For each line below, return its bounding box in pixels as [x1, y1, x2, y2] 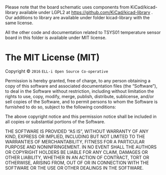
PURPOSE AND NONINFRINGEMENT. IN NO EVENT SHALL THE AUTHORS [5, 144, 157, 150]
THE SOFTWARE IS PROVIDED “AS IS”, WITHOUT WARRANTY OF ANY [5, 128, 149, 134]
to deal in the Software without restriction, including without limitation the [5, 88, 154, 94]
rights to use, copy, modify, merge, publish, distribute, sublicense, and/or [5, 93, 154, 99]
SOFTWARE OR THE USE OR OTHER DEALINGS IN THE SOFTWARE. [5, 165, 144, 171]
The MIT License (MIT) [5, 52, 100, 63]
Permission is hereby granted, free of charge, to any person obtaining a [5, 77, 151, 83]
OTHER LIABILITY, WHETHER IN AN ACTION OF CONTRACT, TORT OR [5, 154, 149, 160]
